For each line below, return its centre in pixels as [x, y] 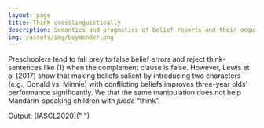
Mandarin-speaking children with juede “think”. [84, 101]
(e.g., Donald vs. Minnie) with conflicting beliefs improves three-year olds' [128, 84]
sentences [25, 68]
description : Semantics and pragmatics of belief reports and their [123, 30]
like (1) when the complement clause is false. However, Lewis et [147, 68]
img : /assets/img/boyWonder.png [61, 37]
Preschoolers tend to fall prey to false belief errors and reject [107, 59]
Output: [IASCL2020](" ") [49, 116]
